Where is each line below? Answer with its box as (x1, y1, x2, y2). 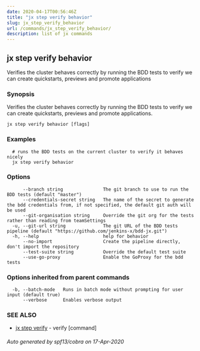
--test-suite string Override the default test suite (22, 249, 186, 255)
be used (7, 207, 26, 213)
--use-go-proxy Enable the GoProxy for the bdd (22, 254, 184, 260)
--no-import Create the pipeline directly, (22, 238, 181, 244)
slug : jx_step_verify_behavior (7, 20, 85, 26)
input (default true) (7, 292, 61, 298)
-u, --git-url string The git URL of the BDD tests (12, 223, 179, 229)
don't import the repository (7, 244, 79, 250)
